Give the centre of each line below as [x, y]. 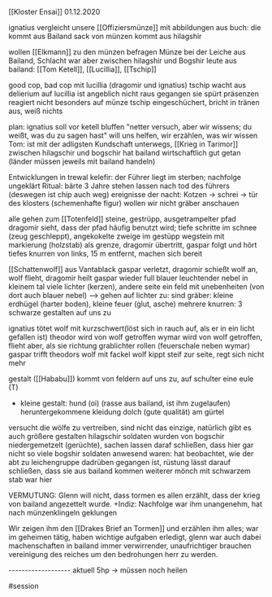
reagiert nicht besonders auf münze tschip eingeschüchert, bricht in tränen [134, 102]
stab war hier [30, 479]
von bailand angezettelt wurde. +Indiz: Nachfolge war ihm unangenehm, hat [135, 504]
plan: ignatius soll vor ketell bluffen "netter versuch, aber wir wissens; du [130, 127]
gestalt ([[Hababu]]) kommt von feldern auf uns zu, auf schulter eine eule [131, 379]
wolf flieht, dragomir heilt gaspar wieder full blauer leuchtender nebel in [128, 278]
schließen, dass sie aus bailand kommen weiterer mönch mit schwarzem [130, 471]
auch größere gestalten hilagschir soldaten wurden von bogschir [117, 436]
